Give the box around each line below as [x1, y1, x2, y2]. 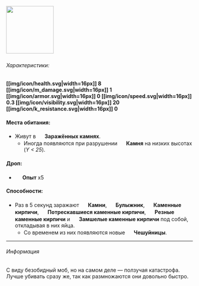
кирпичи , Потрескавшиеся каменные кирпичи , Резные [14, 208, 175, 215]
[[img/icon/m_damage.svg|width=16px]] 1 [6, 86, 113, 93]
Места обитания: [6, 119, 51, 126]
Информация [6, 248, 40, 255]
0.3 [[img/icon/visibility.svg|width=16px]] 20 [6, 99, 120, 106]
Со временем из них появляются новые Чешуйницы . [23, 229, 167, 236]
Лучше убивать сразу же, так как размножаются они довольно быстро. [6, 273, 189, 280]
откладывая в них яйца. [14, 222, 75, 229]
